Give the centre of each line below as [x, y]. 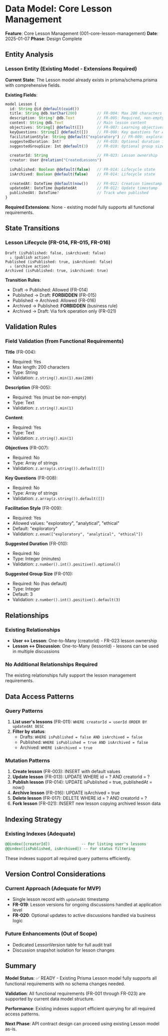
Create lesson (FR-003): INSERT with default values [66, 772]
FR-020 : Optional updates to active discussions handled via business [84, 915]
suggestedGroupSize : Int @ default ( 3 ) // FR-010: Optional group [81, 146]
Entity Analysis [29, 55]
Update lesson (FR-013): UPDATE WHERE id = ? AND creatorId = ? [81, 777]
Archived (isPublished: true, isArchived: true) [57, 270]
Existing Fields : [21, 95]
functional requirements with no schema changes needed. [65, 984]
